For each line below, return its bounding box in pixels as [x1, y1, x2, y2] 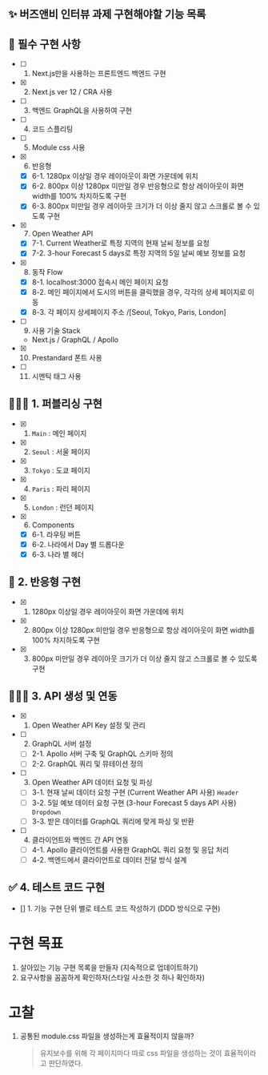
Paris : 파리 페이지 [31, 484, 90, 493]
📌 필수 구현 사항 [8, 37, 82, 50]
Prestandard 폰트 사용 [31, 352, 102, 362]
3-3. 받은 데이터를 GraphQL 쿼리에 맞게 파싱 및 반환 [31, 816, 194, 826]
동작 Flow [31, 267, 63, 276]
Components [31, 520, 74, 529]
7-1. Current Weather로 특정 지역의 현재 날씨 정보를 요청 [31, 239, 210, 248]
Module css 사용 [31, 143, 86, 152]
